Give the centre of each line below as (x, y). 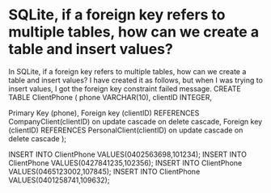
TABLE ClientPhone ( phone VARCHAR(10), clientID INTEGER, (110, 97)
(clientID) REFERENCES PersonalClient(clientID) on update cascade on (126, 130)
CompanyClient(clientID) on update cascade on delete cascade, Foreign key (135, 121)
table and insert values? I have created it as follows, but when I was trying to (135, 80)
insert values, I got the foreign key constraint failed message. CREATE (125, 88)
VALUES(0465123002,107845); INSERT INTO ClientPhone (104, 171)
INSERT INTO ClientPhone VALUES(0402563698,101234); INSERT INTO (127, 154)
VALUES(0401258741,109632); (59, 180)
